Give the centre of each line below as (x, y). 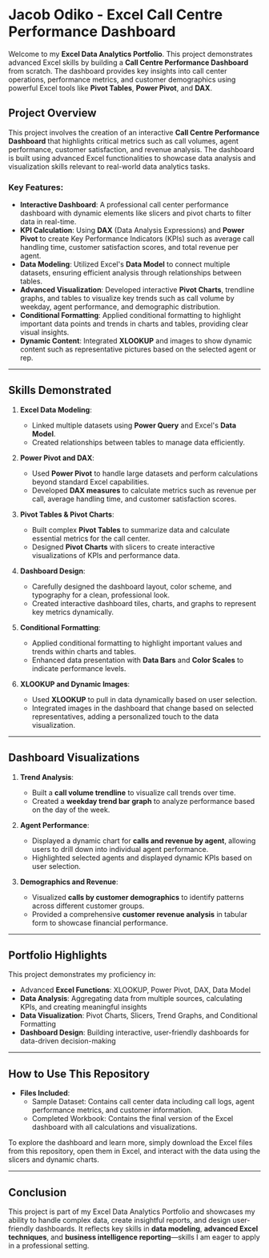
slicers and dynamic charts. (54, 1160)
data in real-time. (48, 222)
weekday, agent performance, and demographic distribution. (120, 307)
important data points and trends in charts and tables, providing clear (134, 324)
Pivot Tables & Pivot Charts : (67, 514)
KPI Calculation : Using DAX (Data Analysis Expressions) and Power (132, 231)
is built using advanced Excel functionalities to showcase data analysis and (132, 158)
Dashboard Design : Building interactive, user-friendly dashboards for (134, 1033)
